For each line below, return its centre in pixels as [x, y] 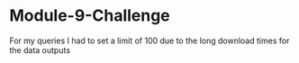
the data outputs [40, 49]
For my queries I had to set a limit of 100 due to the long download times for [149, 40]
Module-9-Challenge [90, 16]
